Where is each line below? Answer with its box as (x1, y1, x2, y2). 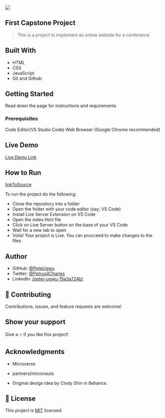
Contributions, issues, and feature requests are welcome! (5, 303, 122, 309)
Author (5, 252, 27, 261)
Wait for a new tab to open (12, 227, 67, 233)
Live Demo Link (5, 154, 37, 160)
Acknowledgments (5, 348, 65, 356)
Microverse (12, 360, 36, 367)
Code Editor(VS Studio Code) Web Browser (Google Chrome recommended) (5, 127, 161, 133)
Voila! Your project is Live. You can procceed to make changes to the (12, 232, 153, 238)
